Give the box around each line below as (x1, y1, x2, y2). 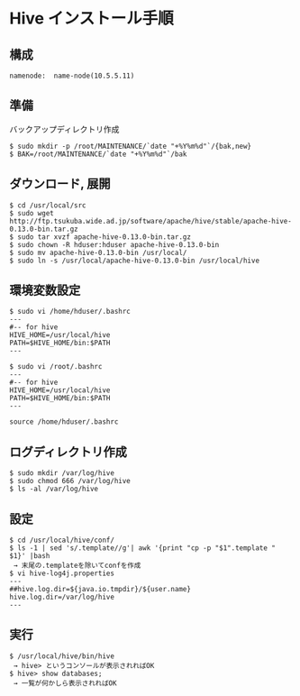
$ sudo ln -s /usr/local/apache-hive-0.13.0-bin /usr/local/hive (9, 256, 259, 265)
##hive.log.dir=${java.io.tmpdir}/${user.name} (9, 585, 192, 594)
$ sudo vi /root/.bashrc (9, 362, 103, 371)
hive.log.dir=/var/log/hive (9, 592, 115, 602)
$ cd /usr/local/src (9, 200, 87, 210)
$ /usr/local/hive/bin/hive (9, 651, 115, 661)
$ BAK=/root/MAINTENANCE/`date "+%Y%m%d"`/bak (9, 150, 187, 159)
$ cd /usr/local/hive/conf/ (9, 536, 115, 545)
